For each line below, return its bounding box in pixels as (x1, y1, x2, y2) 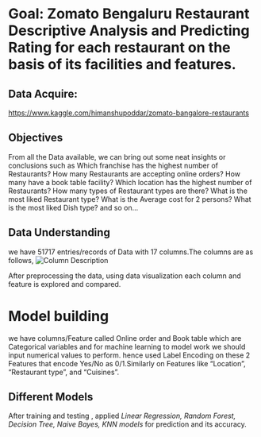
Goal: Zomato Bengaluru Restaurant (8, 5, 250, 23)
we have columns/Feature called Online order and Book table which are (8, 333, 242, 342)
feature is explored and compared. (8, 279, 121, 288)
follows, (8, 255, 34, 265)
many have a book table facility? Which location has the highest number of (8, 177, 252, 187)
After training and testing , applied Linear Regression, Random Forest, (8, 411, 236, 421)
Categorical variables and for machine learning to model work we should (8, 342, 246, 351)
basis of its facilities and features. (8, 56, 236, 74)
